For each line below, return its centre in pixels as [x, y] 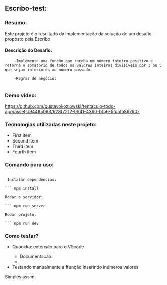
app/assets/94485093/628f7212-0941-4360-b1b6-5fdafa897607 [72, 112]
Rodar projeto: [21, 215]
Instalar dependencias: [32, 179]
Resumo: [16, 23]
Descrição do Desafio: [29, 50]
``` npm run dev [22, 223]
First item [22, 135]
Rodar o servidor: [24, 197]
